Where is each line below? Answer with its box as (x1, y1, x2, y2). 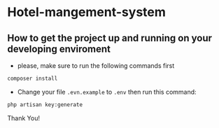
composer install (7, 75, 58, 82)
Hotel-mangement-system (7, 4, 167, 20)
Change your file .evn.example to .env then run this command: (17, 87, 197, 96)
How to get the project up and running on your (7, 32, 212, 44)
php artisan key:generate (7, 101, 83, 108)
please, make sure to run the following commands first (17, 62, 175, 70)
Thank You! (7, 113, 41, 122)
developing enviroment (7, 43, 111, 55)
